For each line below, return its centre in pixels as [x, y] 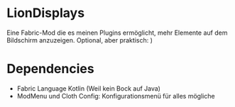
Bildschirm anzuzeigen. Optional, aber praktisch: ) [80, 40]
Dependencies [50, 69]
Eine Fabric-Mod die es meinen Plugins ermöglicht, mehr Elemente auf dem [117, 33]
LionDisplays [46, 13]
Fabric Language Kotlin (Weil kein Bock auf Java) [89, 88]
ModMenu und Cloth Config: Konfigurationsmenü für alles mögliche [116, 96]
